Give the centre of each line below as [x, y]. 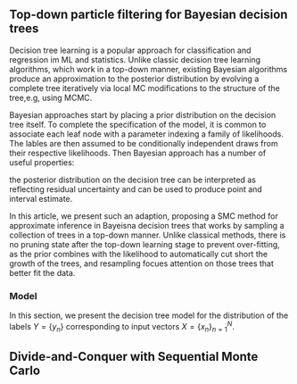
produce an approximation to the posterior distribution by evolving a [134, 79]
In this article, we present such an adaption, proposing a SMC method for [144, 216]
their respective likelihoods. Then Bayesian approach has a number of [138, 153]
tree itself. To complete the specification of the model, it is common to [138, 124]
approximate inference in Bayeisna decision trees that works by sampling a [147, 225]
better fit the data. [42, 272]
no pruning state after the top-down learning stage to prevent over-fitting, [145, 244]
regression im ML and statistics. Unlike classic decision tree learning [135, 59]
